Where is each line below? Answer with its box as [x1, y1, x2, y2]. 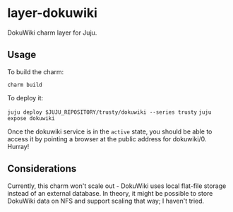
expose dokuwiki [7, 114, 55, 122]
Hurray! [7, 142, 30, 151]
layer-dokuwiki [7, 5, 97, 21]
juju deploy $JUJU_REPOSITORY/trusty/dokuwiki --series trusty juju [7, 108, 212, 116]
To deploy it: [7, 93, 44, 102]
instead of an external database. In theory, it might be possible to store [7, 189, 213, 197]
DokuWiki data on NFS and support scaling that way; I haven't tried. [7, 196, 205, 205]
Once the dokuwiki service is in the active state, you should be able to [7, 127, 213, 136]
